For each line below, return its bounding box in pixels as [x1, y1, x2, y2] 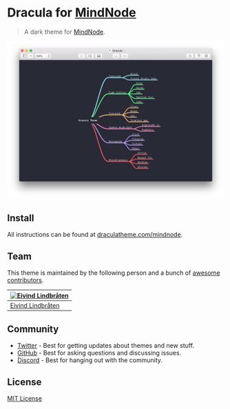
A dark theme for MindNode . [23, 28, 105, 36]
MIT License [7, 394, 43, 402]
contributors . [7, 276, 44, 284]
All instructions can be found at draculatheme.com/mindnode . [7, 231, 183, 239]
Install [7, 212, 34, 224]
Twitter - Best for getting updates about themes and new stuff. [17, 342, 195, 350]
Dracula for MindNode [7, 5, 136, 21]
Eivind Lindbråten [10, 301, 60, 309]
